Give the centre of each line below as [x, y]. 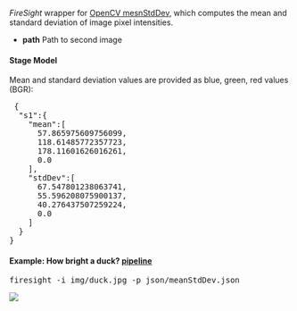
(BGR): [21, 89]
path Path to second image [72, 40]
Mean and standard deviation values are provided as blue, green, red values [149, 80]
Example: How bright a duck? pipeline [81, 261]
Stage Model [33, 60]
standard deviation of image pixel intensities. [91, 22]
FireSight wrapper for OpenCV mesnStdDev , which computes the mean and [148, 13]
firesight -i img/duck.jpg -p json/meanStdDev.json [125, 280]
